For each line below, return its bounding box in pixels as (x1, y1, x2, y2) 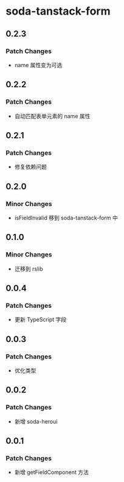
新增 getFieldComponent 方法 (14, 469, 89, 476)
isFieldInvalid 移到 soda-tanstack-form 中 (14, 214, 118, 221)
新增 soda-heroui (14, 417, 58, 425)
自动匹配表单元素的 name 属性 (14, 112, 91, 119)
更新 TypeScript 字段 (14, 316, 67, 324)
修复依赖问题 (14, 163, 47, 171)
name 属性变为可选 (14, 61, 63, 68)
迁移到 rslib (14, 265, 43, 272)
